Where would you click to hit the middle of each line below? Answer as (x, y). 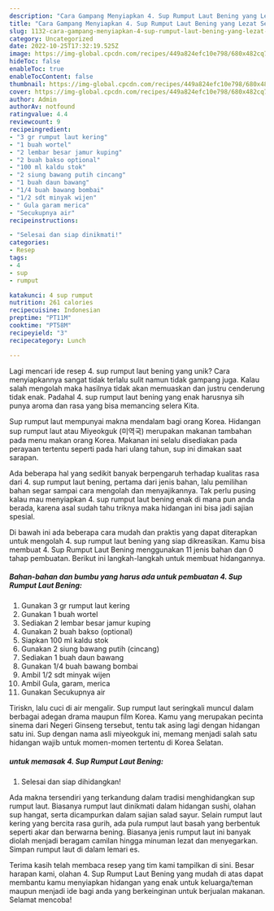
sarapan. (24, 458)
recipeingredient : (40, 129)
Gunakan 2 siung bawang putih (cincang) (90, 649)
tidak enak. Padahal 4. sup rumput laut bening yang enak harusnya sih (127, 396)
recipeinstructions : (44, 221)
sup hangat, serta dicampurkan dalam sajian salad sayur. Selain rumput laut (136, 815)
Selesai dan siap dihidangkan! (71, 782)
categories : (29, 243)
